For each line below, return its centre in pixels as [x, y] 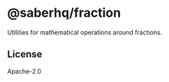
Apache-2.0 [24, 71]
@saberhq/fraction [64, 13]
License [25, 54]
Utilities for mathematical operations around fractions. [85, 32]
